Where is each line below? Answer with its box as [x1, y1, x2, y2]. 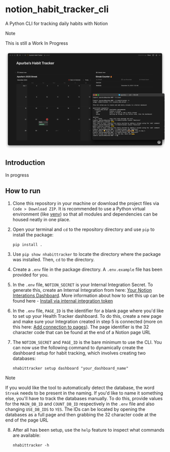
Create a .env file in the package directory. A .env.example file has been [12, 266, 163, 273]
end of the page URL [5, 417, 49, 423]
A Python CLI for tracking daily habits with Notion [5, 20, 108, 26]
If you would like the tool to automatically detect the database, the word [5, 384, 155, 390]
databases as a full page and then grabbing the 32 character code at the [5, 411, 157, 417]
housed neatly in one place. [12, 216, 71, 222]
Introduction [5, 159, 46, 167]
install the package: [12, 231, 54, 237]
